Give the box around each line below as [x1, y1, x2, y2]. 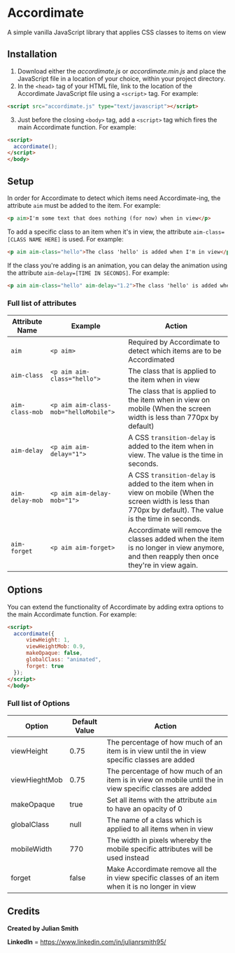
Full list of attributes [7, 299, 77, 309]
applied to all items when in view [106, 824, 213, 833]
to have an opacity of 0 [106, 803, 183, 813]
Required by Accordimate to [128, 337, 220, 347]
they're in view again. [128, 560, 198, 570]
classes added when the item [128, 534, 225, 544]
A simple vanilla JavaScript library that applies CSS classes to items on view [7, 28, 227, 36]
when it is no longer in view [106, 882, 197, 891]
